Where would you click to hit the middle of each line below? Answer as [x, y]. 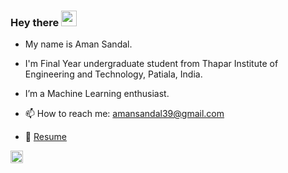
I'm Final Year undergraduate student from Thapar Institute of [151, 64]
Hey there [35, 22]
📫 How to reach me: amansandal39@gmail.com [124, 114]
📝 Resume [45, 137]
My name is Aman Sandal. [78, 44]
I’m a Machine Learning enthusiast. [97, 94]
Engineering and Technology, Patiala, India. [113, 74]
